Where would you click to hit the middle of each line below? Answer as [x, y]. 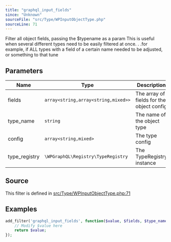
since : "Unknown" [24, 15]
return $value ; [31, 230]
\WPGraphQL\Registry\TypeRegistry [86, 157]
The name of [151, 115]
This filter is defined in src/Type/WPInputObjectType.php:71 [68, 193]
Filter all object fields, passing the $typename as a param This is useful [80, 39]
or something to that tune [32, 55]
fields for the [151, 100]
